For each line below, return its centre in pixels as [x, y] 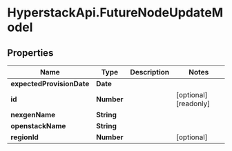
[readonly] [193, 103]
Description [150, 72]
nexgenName [33, 115]
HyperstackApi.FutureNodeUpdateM [115, 13]
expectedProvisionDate [50, 84]
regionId [25, 137]
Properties [30, 53]
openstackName [38, 126]
